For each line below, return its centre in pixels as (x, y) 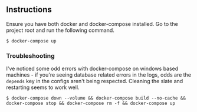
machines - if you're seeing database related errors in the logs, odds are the (99, 75)
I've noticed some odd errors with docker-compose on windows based (92, 69)
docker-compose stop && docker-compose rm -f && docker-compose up (91, 103)
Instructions (29, 10)
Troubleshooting (30, 55)
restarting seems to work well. (43, 87)
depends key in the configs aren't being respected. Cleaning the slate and (95, 81)
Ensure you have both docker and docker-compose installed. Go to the (92, 24)
